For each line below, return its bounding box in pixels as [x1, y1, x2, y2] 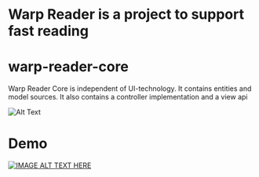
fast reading [8, 22, 89, 40]
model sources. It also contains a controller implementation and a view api [8, 92, 248, 102]
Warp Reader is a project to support [8, 5, 245, 23]
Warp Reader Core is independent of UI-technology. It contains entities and [8, 84, 252, 93]
